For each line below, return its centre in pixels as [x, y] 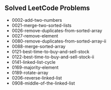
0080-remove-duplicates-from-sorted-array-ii [59, 41]
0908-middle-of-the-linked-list [43, 83]
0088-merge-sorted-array [38, 46]
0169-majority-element [35, 67]
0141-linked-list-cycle [34, 62]
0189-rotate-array [30, 72]
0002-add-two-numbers [37, 20]
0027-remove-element [35, 36]
